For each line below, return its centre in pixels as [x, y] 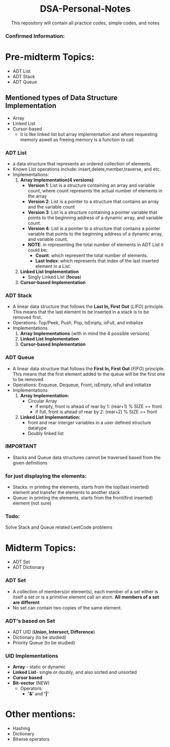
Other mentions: [41, 714]
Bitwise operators [31, 739]
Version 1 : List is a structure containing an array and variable [91, 185]
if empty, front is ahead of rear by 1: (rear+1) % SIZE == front [99, 406]
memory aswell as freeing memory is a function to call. [78, 140]
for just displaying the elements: [46, 476]
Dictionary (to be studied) [39, 637]
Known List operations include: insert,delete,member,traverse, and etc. [87, 169]
